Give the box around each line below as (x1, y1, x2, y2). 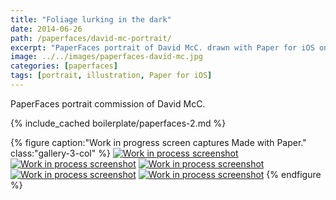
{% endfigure (266, 168, 322, 180)
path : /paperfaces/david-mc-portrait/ (10, 33, 172, 43)
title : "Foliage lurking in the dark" (10, 14, 172, 25)
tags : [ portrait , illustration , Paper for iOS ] (10, 71, 213, 81)
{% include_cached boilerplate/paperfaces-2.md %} (10, 117, 227, 129)
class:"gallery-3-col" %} (10, 147, 111, 159)
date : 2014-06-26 (10, 24, 83, 34)
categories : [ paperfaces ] (10, 61, 118, 71)
